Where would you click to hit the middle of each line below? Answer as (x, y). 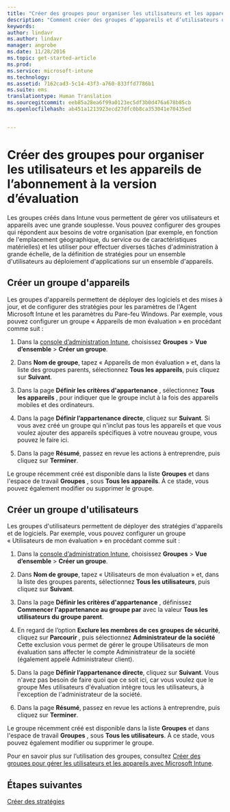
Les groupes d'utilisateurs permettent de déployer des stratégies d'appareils (115, 526)
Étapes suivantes (45, 785)
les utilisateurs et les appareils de (104, 169)
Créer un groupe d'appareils (68, 283)
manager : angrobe (32, 45)
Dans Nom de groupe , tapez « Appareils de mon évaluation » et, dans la (119, 362)
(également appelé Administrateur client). (76, 659)
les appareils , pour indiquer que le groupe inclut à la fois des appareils (118, 397)
